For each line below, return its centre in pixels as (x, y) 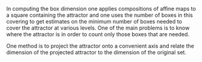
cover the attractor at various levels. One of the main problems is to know (98, 28)
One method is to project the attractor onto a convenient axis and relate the (100, 46)
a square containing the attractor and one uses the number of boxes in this (99, 15)
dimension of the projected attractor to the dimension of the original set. (96, 52)
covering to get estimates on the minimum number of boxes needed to (94, 21)
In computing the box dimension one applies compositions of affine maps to (101, 9)
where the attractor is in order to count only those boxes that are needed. (98, 34)
